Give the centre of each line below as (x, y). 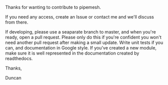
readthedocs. (19, 58)
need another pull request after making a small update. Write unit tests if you (84, 42)
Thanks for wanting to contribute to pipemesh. (53, 7)
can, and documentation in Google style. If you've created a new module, (81, 48)
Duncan (13, 78)
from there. (17, 22)
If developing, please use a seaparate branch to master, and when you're (81, 32)
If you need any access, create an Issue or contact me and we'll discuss (80, 17)
